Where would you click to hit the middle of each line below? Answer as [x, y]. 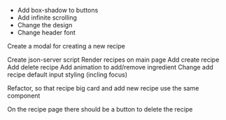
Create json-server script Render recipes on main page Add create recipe [113, 60]
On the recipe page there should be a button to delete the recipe [100, 109]
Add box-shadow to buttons [58, 10]
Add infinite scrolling [47, 18]
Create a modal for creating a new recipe [66, 46]
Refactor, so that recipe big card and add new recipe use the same [103, 88]
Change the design [45, 25]
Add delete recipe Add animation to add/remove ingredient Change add [110, 67]
